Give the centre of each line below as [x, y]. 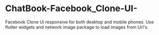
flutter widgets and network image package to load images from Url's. [77, 27]
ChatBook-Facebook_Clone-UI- [71, 9]
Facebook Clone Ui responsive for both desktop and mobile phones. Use [79, 22]
